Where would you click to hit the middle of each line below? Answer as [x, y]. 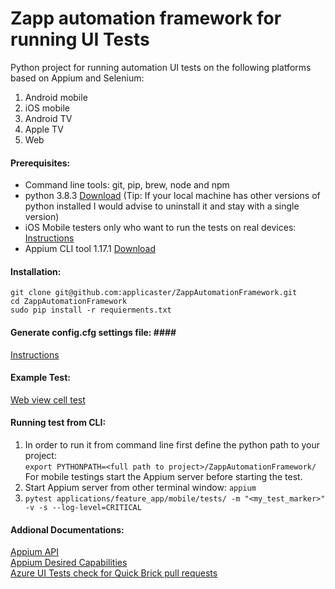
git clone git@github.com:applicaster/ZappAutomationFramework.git [154, 293]
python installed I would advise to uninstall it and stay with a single [162, 206]
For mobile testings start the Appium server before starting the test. [163, 476]
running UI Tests [80, 39]
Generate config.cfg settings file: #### [93, 332]
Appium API [35, 552]
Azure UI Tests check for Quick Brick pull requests [114, 573]
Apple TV [44, 129]
